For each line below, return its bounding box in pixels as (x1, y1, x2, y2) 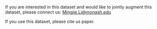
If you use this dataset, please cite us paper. (5, 19, 95, 24)
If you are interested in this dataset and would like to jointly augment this (5, 4, 152, 10)
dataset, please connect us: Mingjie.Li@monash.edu (5, 9, 112, 15)
